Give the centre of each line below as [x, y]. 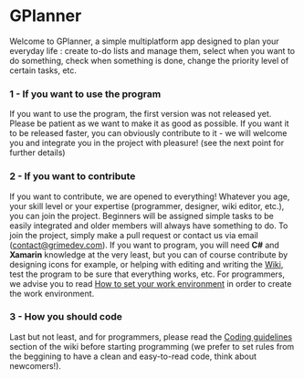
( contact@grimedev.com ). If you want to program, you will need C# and [145, 245]
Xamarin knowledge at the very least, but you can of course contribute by [149, 254]
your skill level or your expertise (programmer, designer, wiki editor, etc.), [147, 205]
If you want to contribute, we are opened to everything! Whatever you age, [150, 196]
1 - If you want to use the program [85, 94]
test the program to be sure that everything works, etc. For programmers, [147, 274]
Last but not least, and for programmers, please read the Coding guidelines [151, 337]
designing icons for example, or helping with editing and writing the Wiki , [147, 264]
